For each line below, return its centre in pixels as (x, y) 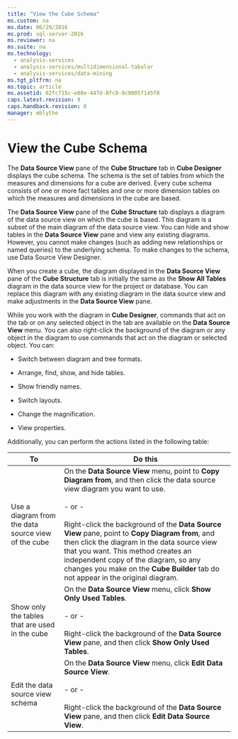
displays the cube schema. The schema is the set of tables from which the (116, 176)
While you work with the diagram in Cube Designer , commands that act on (117, 315)
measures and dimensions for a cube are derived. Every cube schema (110, 183)
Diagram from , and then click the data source (140, 480)
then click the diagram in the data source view (140, 542)
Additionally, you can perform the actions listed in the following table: (108, 441)
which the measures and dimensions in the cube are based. (95, 198)
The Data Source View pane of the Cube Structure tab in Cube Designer (114, 168)
